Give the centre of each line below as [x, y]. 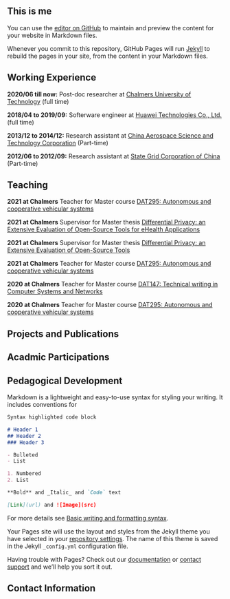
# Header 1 [23, 430]
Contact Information [51, 588]
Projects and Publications [63, 334]
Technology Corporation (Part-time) [58, 143]
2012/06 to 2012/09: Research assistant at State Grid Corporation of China [114, 156]
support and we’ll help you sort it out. [60, 567]
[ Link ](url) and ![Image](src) [52, 505]
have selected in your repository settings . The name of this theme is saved [113, 538]
